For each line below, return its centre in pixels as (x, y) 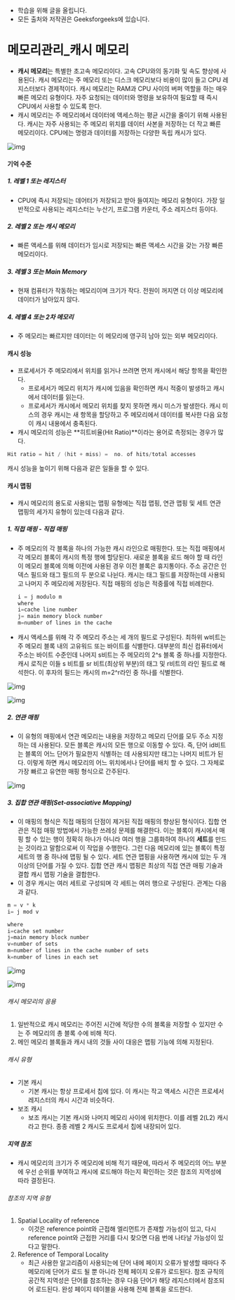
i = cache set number (36, 931)
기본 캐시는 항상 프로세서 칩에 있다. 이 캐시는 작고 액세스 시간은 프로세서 (126, 1091)
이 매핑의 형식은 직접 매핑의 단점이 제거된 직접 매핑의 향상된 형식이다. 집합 (118, 821)
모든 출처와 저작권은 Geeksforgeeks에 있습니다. (83, 19)
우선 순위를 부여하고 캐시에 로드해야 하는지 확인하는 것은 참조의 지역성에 (123, 1172)
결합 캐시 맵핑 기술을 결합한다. (59, 874)
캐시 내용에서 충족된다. (67, 423)
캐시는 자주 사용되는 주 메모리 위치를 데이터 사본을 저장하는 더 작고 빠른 (124, 124)
